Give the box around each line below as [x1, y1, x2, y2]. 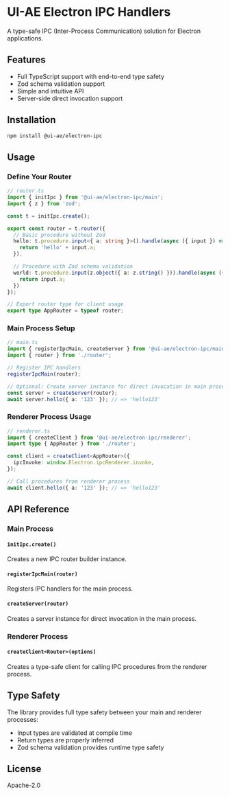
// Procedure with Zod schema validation [13, 263, 133, 270]
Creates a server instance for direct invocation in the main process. [7, 614, 197, 622]
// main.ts [7, 339, 38, 346]
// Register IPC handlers [7, 365, 81, 372]
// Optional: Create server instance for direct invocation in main [7, 383, 207, 390]
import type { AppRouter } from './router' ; [7, 440, 136, 447]
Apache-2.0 [7, 781, 41, 790]
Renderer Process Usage [7, 412, 92, 422]
